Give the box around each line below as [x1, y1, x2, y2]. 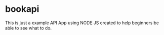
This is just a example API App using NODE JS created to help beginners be [5, 20, 159, 26]
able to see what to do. [5, 25, 52, 31]
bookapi [5, 3, 40, 15]
